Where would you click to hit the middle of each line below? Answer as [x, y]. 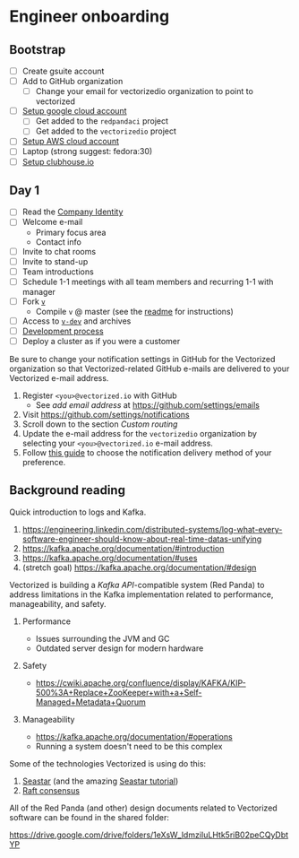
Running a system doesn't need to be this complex [129, 746]
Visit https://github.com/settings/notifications [106, 415]
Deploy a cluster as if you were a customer [101, 341]
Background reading [67, 490]
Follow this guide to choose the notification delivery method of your [147, 453]
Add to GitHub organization [73, 82]
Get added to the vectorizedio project [106, 131]
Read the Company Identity [73, 212]
